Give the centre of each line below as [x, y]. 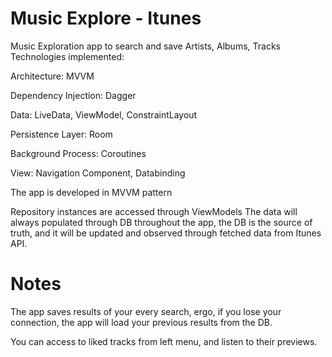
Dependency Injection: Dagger [73, 95]
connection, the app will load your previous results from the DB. [141, 322]
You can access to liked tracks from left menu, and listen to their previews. [164, 341]
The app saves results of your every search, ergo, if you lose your [146, 311]
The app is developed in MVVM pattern [91, 192]
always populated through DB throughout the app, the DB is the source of [161, 222]
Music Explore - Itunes [106, 18]
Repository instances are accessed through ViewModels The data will [154, 211]
